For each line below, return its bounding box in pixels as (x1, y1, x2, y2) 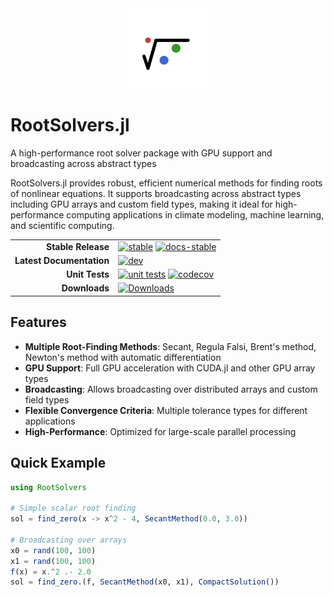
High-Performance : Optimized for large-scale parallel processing (24, 425, 297, 437)
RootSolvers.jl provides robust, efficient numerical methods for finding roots (10, 177, 323, 189)
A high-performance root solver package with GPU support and (10, 147, 273, 159)
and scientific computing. (10, 219, 115, 231)
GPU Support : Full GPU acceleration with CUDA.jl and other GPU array (24, 362, 316, 374)
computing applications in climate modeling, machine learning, (66, 208, 325, 221)
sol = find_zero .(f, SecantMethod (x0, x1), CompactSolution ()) (10, 577, 280, 587)
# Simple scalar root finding (10, 503, 137, 514)
